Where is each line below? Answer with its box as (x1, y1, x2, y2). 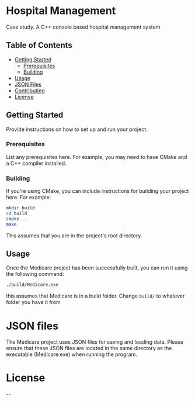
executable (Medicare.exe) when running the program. (6, 351, 137, 358)
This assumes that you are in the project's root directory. (6, 232, 142, 239)
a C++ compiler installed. (6, 160, 67, 167)
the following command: (6, 271, 64, 278)
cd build (6, 210, 27, 217)
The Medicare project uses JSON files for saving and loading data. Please (6, 338, 184, 345)
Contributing (14, 87, 45, 94)
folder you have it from (6, 299, 61, 306)
